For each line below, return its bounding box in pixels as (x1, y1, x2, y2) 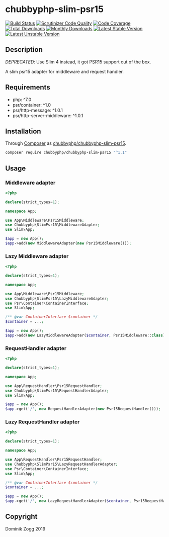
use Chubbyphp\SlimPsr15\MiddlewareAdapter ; (5, 222, 100, 227)
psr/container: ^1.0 (12, 102, 51, 108)
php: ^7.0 (12, 97, 32, 103)
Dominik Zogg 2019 (5, 525, 46, 531)
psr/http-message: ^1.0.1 (12, 107, 63, 113)
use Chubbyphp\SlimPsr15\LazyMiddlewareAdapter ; (5, 296, 109, 301)
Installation (5, 127, 41, 135)
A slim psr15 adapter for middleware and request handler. (5, 68, 124, 74)
